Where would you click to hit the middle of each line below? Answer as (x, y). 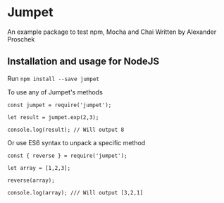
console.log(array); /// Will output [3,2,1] (75, 192)
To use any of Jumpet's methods (55, 92)
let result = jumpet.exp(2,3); (53, 117)
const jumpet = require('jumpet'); (60, 105)
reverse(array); (31, 180)
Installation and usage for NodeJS (83, 62)
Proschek (21, 39)
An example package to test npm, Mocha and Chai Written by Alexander (112, 32)
